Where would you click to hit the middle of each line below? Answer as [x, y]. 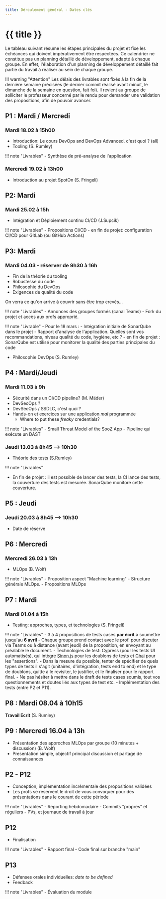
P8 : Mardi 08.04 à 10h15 [44, 703]
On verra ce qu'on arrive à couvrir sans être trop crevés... [64, 302]
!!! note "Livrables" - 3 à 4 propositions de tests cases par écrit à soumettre [83, 634]
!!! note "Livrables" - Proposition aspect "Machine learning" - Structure [78, 579]
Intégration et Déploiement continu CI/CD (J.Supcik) [66, 220]
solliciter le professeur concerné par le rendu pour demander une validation [83, 95]
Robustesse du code [33, 281]
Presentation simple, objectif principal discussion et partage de [77, 753]
